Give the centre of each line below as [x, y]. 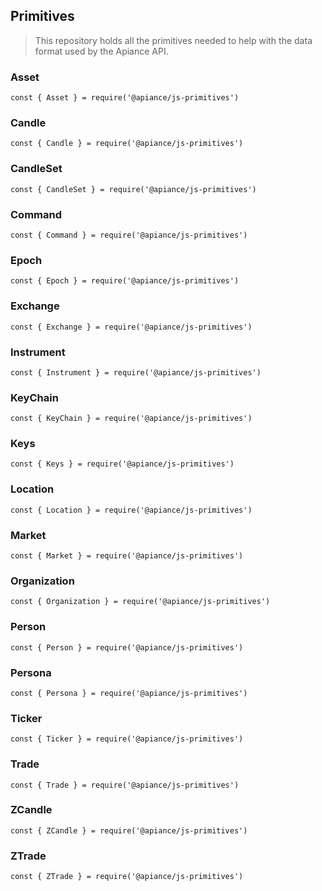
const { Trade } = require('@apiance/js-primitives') [125, 785]
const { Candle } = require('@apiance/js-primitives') [127, 144]
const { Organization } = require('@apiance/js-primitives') [140, 602]
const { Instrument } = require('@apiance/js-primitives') [136, 372]
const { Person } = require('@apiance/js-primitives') [127, 647]
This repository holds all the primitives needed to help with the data [173, 40]
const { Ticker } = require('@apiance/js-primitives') [127, 739]
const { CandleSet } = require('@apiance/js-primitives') [133, 189]
